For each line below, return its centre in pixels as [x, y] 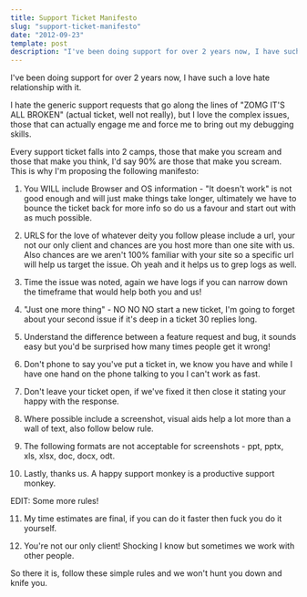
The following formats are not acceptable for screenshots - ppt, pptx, [153, 447]
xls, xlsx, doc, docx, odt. [69, 456]
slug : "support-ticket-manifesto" [76, 26]
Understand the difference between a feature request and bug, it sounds [160, 337]
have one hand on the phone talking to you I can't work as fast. [142, 374]
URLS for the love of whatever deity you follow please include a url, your [159, 236]
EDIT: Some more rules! [55, 501]
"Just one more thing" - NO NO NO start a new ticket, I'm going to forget [159, 310]
